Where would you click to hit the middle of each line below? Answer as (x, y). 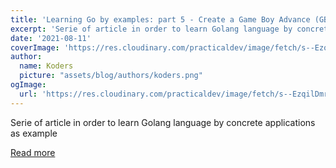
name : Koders (46, 66)
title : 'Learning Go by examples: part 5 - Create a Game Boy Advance (160, 19)
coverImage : (35, 47)
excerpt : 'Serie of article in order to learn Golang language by (151, 29)
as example (34, 133)
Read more (33, 152)
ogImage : (28, 85)
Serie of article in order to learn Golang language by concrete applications (163, 122)
